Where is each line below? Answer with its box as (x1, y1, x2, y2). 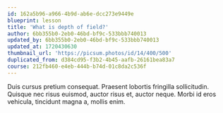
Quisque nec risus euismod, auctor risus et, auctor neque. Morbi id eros (7, 90, 217, 98)
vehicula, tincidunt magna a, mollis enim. (7, 97, 126, 106)
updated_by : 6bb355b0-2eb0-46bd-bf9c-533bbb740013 (7, 37, 159, 44)
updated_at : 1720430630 (7, 43, 78, 50)
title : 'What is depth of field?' (7, 23, 109, 30)
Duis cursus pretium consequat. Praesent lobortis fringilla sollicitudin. (7, 82, 210, 90)
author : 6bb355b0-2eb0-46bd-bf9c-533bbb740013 (7, 30, 147, 37)
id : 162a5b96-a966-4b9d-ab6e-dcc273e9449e (7, 10, 134, 18)
